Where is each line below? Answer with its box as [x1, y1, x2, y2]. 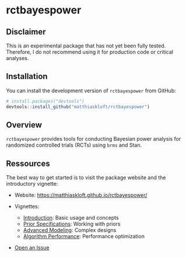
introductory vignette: [6, 180, 58, 187]
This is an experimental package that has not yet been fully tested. [6, 42, 166, 49]
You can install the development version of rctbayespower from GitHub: [6, 87, 176, 94]
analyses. [6, 55, 29, 61]
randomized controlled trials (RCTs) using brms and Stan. [6, 141, 142, 149]
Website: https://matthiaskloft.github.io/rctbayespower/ [14, 192, 148, 199]
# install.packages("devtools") [6, 98, 85, 104]
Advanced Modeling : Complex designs [23, 227, 117, 234]
